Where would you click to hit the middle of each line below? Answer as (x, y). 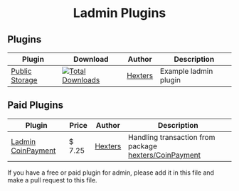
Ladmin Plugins (119, 13)
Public (21, 71)
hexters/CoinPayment (164, 155)
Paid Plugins (36, 105)
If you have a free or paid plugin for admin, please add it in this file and (111, 173)
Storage (24, 80)
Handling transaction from (171, 137)
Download (91, 59)
